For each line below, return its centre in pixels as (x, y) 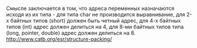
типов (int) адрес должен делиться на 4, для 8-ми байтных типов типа (95, 27)
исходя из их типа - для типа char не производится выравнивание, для (96, 14)
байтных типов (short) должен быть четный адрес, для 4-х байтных (96, 21)
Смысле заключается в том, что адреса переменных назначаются (91, 8)
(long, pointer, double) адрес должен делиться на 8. (71, 33)
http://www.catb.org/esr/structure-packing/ (59, 39)
